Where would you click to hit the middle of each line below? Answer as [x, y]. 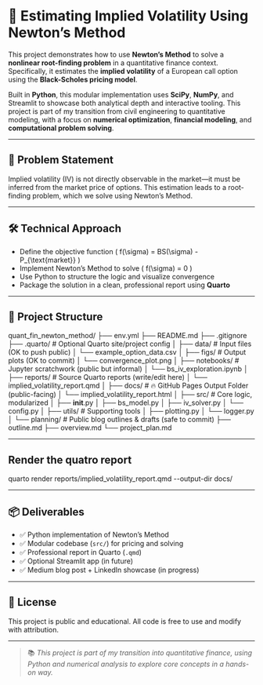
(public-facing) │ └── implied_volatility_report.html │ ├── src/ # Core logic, [130, 395]
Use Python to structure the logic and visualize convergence [117, 276]
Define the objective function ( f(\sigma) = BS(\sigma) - [108, 251]
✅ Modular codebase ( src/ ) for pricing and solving [101, 543]
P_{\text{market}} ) [50, 260]
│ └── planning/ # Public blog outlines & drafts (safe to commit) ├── [119, 420]
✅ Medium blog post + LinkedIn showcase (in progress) [109, 570]
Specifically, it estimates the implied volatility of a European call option [123, 71]
